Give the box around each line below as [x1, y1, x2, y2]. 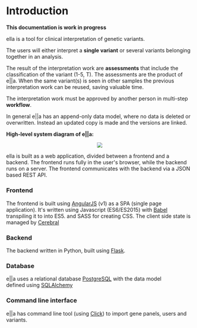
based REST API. [6, 171, 47, 179]
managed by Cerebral [6, 218, 59, 226]
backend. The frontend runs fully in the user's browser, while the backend [6, 159, 187, 166]
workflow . [6, 101, 32, 108]
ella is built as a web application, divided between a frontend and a [6, 152, 170, 160]
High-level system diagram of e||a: [6, 130, 94, 138]
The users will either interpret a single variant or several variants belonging [6, 46, 191, 54]
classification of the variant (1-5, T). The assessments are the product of [6, 71, 183, 78]
